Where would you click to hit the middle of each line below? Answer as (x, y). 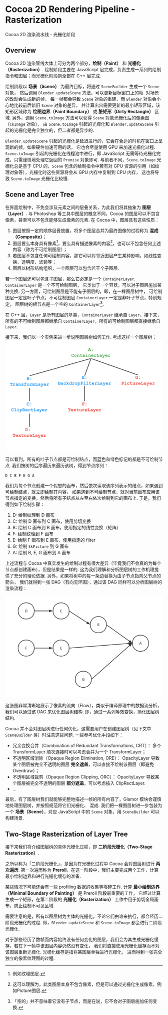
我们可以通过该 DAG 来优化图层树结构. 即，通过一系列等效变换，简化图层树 (82, 712)
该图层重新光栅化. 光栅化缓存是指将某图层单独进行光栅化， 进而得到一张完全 (84, 952)
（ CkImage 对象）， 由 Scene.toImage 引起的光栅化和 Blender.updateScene (79, 124)
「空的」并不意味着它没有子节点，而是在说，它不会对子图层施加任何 (82, 1001)
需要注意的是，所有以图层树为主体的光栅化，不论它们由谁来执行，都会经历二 (84, 916)
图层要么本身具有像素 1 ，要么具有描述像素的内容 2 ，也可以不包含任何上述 (86, 243)
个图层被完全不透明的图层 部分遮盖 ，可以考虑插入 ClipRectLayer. (79, 783)
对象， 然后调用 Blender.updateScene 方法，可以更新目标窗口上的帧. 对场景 (82, 92)
